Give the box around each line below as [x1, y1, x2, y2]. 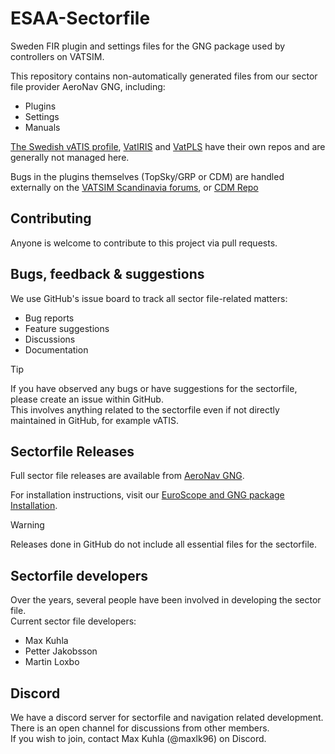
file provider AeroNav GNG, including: [10, 80, 166, 92]
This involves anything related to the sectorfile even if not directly [10, 403, 280, 416]
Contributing [10, 210, 92, 227]
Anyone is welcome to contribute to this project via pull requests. [10, 237, 278, 249]
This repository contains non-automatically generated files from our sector [10, 70, 318, 82]
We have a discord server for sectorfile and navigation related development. [10, 712, 324, 723]
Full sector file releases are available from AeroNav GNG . [10, 470, 245, 482]
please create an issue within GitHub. [10, 393, 164, 405]
